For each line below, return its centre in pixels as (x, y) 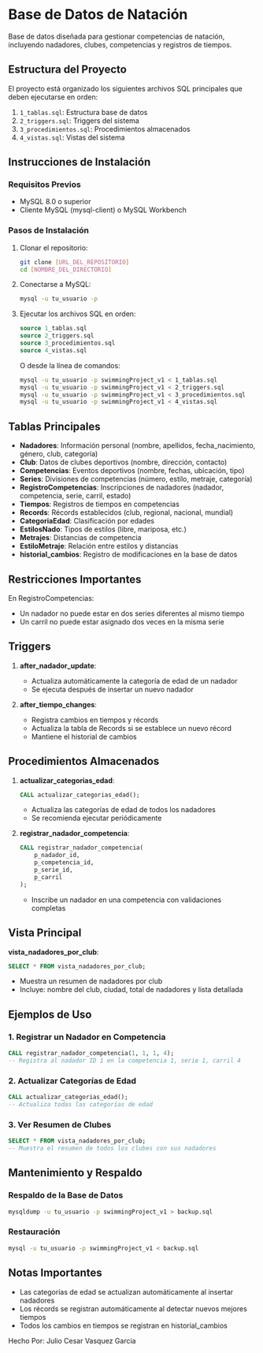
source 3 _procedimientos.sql (67, 343)
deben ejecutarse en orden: (53, 97)
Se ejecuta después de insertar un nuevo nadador (113, 689)
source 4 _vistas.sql (53, 350)
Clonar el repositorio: (54, 248)
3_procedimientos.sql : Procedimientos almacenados (105, 129)
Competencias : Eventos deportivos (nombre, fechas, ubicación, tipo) (132, 471)
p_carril (48, 877)
